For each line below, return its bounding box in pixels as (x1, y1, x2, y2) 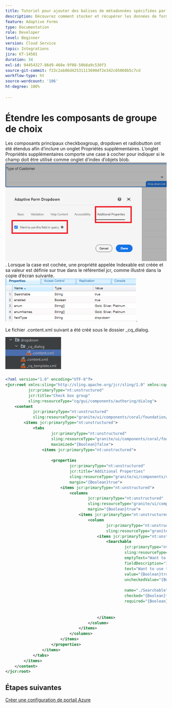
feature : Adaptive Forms (5, 19, 58, 24)
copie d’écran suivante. (5, 272, 55, 279)
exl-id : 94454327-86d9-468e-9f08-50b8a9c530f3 (5, 62, 106, 68)
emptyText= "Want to (124, 556, 166, 561)
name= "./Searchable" (124, 588, 168, 593)
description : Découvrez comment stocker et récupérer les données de (5, 13, 157, 19)
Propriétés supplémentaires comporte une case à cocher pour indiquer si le (5, 151, 165, 157)
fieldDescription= (124, 561, 164, 566)
